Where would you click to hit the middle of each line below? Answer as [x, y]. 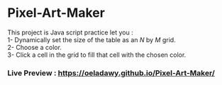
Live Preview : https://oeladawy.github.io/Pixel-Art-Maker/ [111, 73]
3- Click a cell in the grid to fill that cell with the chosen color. [97, 55]
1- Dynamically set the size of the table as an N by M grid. [91, 39]
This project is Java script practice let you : [70, 32]
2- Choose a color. [35, 47]
